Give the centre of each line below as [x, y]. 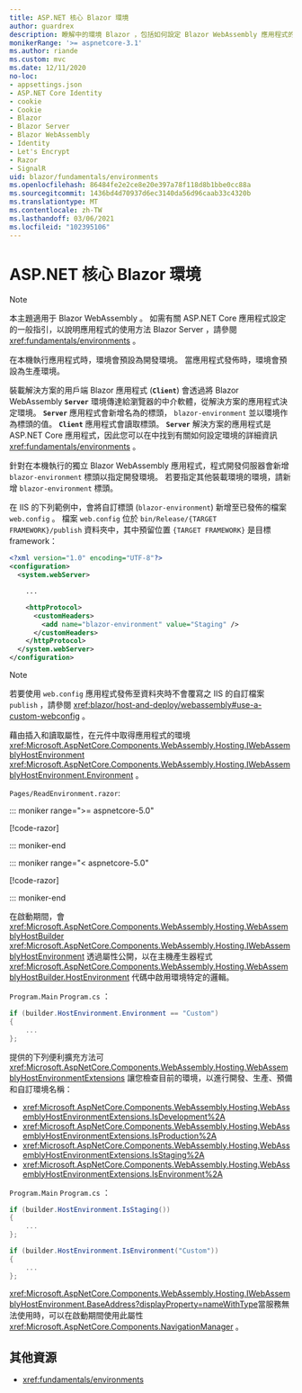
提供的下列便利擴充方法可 [57, 1057]
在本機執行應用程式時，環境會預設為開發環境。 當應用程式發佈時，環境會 [144, 360]
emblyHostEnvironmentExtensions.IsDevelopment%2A [124, 1117]
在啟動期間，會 [37, 917]
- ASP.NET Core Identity [56, 93]
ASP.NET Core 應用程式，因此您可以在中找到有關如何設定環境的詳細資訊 [143, 435]
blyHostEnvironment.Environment [71, 775]
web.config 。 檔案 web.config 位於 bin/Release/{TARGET [113, 519]
